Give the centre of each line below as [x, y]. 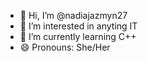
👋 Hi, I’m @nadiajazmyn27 [73, 15]
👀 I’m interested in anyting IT [78, 26]
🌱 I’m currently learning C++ [78, 36]
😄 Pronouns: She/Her [65, 47]
